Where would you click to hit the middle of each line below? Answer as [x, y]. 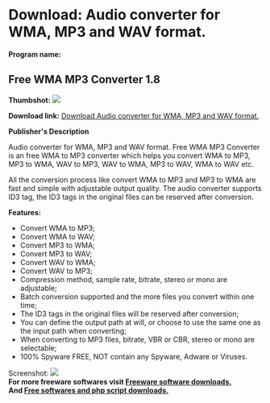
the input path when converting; [73, 330]
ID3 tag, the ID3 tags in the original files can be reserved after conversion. [131, 197]
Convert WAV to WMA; [58, 262]
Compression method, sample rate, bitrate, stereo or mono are [124, 279]
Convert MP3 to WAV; [56, 253]
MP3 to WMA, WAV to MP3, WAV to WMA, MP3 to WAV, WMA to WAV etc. [131, 164]
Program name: [35, 54]
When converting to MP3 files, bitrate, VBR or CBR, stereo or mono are [137, 339]
